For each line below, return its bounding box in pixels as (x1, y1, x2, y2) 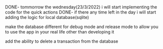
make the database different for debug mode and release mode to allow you (5, 24, 159, 30)
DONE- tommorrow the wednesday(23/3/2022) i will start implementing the (5, 4, 158, 10)
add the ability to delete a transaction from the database (5, 38, 118, 44)
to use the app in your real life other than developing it (5, 29, 114, 34)
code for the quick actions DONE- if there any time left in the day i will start (5, 9, 157, 15)
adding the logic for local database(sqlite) (5, 15, 89, 20)
